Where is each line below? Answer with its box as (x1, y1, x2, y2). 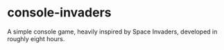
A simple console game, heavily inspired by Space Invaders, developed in (7, 27, 218, 36)
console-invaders (7, 5, 112, 21)
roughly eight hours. (7, 34, 65, 42)
